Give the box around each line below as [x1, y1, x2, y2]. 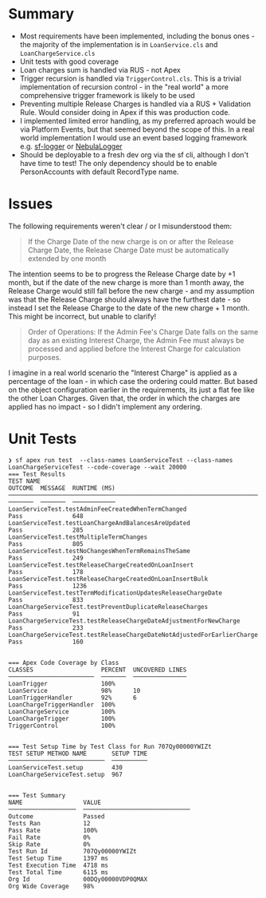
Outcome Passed [8, 812, 105, 821]
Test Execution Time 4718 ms [8, 861, 109, 869]
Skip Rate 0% [8, 840, 91, 849]
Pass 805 [8, 540, 84, 548]
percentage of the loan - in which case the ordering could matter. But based [8, 376, 258, 386]
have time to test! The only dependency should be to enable [19, 158, 217, 168]
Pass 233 [8, 623, 84, 631]
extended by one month [27, 253, 107, 263]
